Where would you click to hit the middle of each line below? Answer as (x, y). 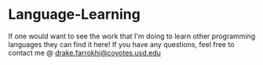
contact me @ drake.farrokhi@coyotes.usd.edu (84, 52)
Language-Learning (75, 14)
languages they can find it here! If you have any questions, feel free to (121, 44)
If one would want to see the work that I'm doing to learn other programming (132, 36)
